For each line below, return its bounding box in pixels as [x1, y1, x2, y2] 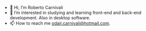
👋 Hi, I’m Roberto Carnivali [9, 5, 63, 10]
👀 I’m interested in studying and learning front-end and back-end [9, 10, 142, 15]
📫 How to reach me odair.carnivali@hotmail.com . [9, 20, 111, 26]
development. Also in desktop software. [9, 15, 90, 20]
